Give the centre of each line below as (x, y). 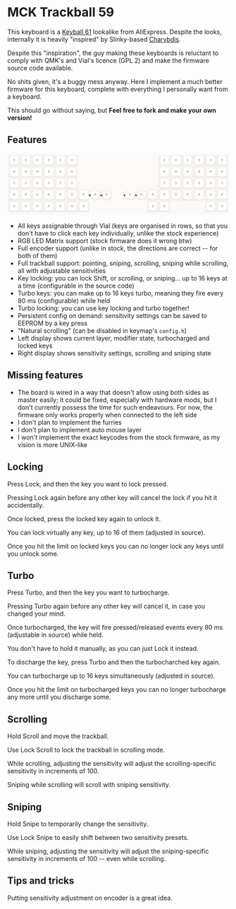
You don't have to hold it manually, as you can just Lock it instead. (103, 649)
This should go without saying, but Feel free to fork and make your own (112, 110)
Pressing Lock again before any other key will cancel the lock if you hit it (112, 497)
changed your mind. (36, 614)
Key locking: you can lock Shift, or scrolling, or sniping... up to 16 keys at (122, 279)
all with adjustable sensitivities (62, 271)
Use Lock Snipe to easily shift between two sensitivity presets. (98, 838)
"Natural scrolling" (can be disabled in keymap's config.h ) (102, 331)
